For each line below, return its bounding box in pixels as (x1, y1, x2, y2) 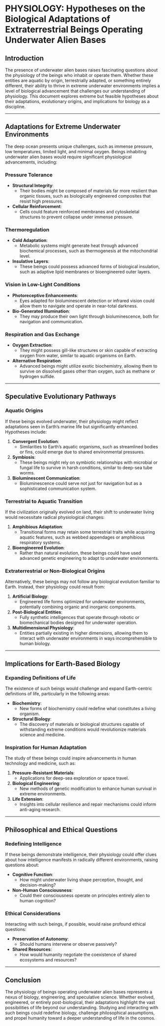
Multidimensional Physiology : (12, 625, 75, 631)
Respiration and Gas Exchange (5, 331, 80, 338)
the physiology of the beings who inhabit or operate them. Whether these (5, 72, 154, 78)
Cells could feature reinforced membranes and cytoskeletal (19, 209, 140, 215)
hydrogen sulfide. (19, 374, 55, 379)
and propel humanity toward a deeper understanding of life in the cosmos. (5, 1015, 156, 1021)
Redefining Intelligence (5, 840, 62, 847)
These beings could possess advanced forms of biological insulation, (19, 264, 160, 270)
